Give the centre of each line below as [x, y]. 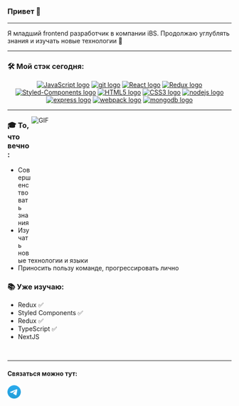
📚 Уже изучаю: [36, 287]
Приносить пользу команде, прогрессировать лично [98, 268]
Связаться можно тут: [43, 373]
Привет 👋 [24, 11]
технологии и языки [58, 260]
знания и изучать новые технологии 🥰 [65, 41]
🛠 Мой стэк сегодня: [46, 67]
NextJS [28, 337]
